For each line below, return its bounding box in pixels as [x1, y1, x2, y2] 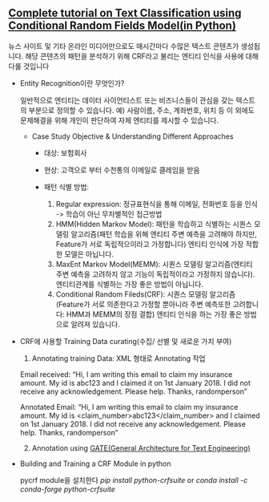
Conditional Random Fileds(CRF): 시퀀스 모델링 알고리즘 [55, 289, 236, 299]
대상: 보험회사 [43, 148, 87, 157]
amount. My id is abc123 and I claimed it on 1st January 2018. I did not [19, 378, 251, 387]
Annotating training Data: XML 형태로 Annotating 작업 [31, 353, 206, 363]
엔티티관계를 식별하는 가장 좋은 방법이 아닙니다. [55, 279, 204, 289]
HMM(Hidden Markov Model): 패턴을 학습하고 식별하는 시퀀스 [55, 219, 252, 229]
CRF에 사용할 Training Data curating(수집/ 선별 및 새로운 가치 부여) [19, 336, 232, 346]
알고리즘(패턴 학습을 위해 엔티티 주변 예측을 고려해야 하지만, [70, 229, 258, 239]
